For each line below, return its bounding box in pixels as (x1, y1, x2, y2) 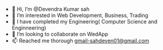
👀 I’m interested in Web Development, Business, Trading (11, 12, 149, 19)
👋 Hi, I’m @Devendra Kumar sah (11, 6, 90, 12)
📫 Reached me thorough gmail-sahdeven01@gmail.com (11, 37, 149, 44)
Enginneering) (11, 24, 47, 31)
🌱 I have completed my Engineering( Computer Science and (11, 18, 158, 25)
